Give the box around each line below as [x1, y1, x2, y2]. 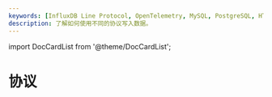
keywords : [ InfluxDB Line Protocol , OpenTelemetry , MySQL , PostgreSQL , [8, 11, 255, 20]
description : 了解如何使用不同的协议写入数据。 [8, 19, 152, 27]
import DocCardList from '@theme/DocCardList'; [8, 41, 172, 51]
